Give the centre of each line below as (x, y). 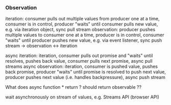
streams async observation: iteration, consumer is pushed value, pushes (82, 67)
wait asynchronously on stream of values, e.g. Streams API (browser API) (82, 97)
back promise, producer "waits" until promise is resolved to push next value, (86, 72)
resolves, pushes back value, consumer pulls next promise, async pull (79, 61)
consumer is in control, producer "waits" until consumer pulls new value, (82, 24)
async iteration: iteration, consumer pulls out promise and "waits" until (79, 56)
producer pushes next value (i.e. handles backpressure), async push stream (86, 77)
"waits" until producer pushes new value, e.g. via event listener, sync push (84, 40)
